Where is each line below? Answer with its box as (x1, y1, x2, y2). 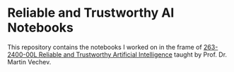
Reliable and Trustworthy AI (7, 5, 175, 21)
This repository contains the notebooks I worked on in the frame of (7, 43, 203, 51)
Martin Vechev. (7, 57, 52, 66)
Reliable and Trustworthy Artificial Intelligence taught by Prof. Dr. (38, 50, 228, 59)
